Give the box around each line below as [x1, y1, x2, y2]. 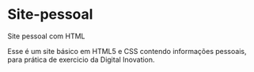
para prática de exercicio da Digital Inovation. [7, 55, 155, 64]
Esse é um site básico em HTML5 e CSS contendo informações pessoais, [7, 46, 247, 56]
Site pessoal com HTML [7, 31, 85, 41]
